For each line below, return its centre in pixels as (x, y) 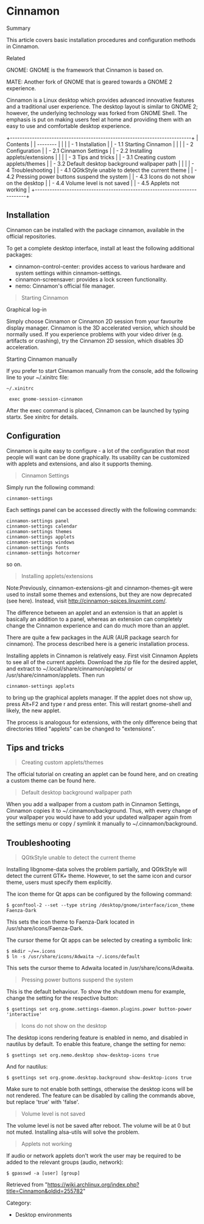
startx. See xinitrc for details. (42, 417)
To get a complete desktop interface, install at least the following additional (100, 248)
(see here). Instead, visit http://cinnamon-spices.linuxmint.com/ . (87, 601)
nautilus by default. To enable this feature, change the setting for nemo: (96, 1044)
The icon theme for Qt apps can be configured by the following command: (99, 894)
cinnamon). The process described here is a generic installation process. (98, 643)
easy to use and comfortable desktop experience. (69, 126)
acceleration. (23, 347)
